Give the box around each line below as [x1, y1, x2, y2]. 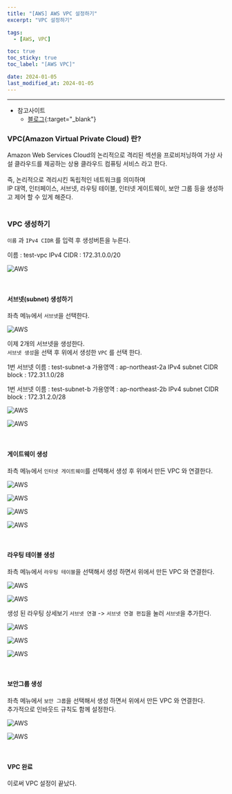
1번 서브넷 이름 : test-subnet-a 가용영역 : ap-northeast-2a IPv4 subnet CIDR [7, 363, 219, 371]
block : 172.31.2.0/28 [7, 393, 66, 401]
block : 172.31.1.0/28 [7, 371, 64, 379]
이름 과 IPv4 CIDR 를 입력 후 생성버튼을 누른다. [7, 236, 131, 244]
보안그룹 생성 [7, 680, 43, 688]
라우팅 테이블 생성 [7, 551, 55, 559]
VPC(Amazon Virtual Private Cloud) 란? [7, 134, 142, 143]
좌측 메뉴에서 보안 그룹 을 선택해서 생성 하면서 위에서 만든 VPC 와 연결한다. [7, 696, 206, 705]
